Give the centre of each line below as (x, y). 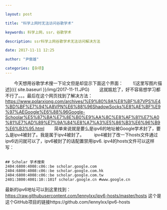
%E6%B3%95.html (25, 128)
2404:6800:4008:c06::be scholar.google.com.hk (54, 170)
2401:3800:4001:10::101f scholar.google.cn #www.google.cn (68, 179)
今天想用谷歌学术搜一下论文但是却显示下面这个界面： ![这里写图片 (86, 83)
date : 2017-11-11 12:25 (30, 50)
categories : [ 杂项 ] (25, 68)
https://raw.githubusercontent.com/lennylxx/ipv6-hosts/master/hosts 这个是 (83, 195)
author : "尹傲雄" (22, 59)
